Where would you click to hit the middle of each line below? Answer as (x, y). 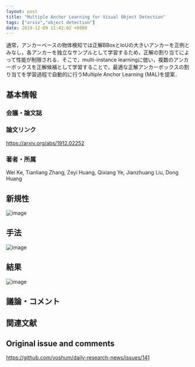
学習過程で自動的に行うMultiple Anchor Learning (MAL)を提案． (103, 74)
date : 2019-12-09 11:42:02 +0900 (47, 28)
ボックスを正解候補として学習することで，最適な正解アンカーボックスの (97, 67)
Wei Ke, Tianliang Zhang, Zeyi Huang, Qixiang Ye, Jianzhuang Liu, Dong (93, 173)
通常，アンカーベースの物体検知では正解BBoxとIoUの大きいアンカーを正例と (98, 45)
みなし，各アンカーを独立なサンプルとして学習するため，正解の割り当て (93, 53)
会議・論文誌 (24, 113)
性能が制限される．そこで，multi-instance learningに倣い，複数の (95, 60)
